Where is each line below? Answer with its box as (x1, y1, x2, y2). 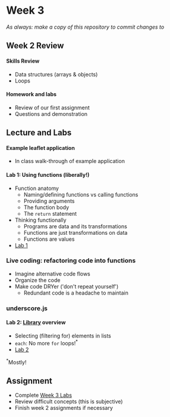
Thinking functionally (14, 216, 67, 223)
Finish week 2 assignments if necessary (14, 404, 113, 412)
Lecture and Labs (6, 128, 72, 138)
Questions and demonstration (14, 110, 88, 117)
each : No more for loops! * (14, 338, 78, 347)
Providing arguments (23, 197, 75, 204)
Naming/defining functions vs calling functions (23, 191, 138, 198)
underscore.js (6, 304, 48, 312)
